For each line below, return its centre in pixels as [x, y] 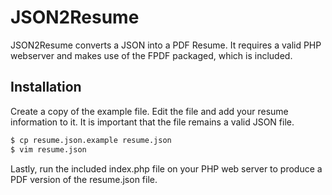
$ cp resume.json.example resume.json [91, 140]
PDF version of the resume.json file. [84, 179]
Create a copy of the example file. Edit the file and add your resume [149, 111]
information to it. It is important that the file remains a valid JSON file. [152, 122]
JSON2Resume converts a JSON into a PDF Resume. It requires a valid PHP [166, 45]
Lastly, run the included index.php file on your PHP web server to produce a [166, 168]
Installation [46, 87]
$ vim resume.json [48, 149]
